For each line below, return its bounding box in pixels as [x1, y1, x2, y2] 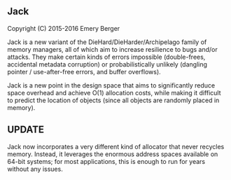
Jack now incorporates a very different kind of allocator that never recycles [7, 142, 225, 151]
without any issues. [7, 165, 63, 173]
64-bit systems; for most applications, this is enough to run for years [7, 157, 205, 165]
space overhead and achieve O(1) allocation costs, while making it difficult [7, 88, 222, 97]
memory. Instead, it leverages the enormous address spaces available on [7, 150, 218, 158]
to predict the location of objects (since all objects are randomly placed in [7, 96, 220, 104]
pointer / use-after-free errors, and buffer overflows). [7, 67, 161, 76]
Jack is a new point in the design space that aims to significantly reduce [7, 81, 216, 90]
